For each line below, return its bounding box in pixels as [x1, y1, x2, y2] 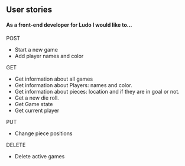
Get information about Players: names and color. [14, 81, 133, 88]
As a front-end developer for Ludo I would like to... [6, 21, 132, 28]
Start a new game [14, 46, 58, 53]
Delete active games [14, 152, 65, 159]
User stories [6, 5, 52, 15]
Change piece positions [14, 130, 73, 137]
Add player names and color [14, 52, 84, 59]
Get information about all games [14, 75, 93, 82]
